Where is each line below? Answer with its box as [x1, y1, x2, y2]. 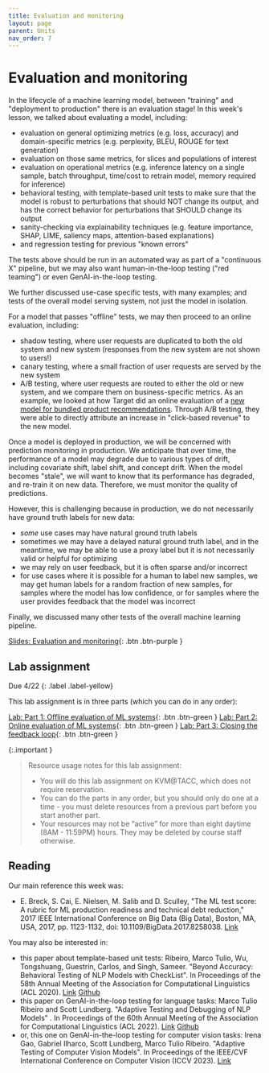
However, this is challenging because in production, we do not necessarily [8, 504, 255, 514]
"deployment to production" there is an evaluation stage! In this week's [8, 104, 243, 113]
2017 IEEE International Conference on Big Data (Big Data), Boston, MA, [19, 913, 257, 922]
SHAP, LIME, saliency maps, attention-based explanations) [19, 231, 214, 241]
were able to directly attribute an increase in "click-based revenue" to [19, 413, 251, 423]
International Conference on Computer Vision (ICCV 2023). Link [19, 1055, 231, 1065]
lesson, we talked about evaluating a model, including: [8, 113, 188, 122]
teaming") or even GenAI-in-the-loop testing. [8, 272, 157, 282]
